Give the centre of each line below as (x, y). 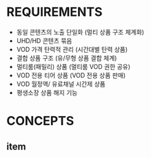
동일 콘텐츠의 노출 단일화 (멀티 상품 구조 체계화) (80, 32)
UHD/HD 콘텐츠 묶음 (44, 40)
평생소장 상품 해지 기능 (47, 92)
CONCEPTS (40, 121)
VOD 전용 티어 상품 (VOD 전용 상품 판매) (71, 75)
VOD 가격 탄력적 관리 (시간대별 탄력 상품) (72, 49)
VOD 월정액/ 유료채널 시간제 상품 (61, 84)
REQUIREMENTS (54, 12)
